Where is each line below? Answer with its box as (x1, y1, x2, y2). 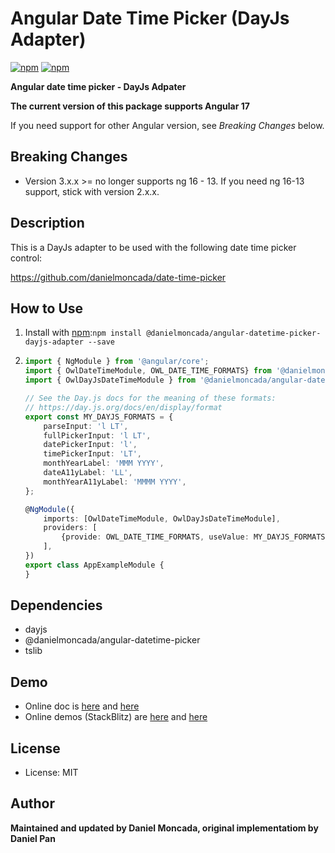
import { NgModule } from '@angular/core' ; (24, 357, 210, 367)
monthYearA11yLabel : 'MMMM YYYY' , (43, 477, 187, 487)
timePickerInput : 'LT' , (43, 449, 142, 459)
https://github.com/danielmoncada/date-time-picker (10, 271, 227, 283)
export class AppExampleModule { (24, 560, 165, 570)
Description (10, 215, 85, 232)
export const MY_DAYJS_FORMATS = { (24, 412, 174, 422)
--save (88, 337, 115, 347)
